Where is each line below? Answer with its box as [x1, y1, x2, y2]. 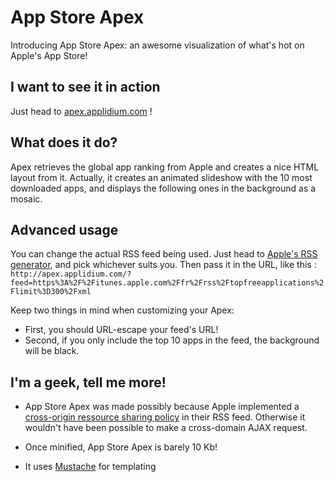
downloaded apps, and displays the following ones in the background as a [10, 182, 317, 194]
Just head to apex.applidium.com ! [10, 105, 153, 117]
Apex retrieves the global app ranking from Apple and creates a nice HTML [10, 161, 320, 173]
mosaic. [10, 192, 43, 205]
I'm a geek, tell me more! [10, 374, 167, 391]
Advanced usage [10, 221, 119, 238]
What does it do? [10, 134, 118, 151]
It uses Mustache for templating [24, 461, 157, 473]
